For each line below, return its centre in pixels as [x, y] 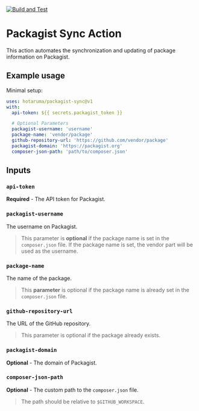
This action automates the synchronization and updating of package [91, 50]
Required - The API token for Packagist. [56, 199]
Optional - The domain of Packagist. [52, 363]
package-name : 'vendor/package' [52, 135]
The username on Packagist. [42, 226]
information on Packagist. [38, 57]
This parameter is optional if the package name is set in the [95, 238]
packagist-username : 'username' [52, 129]
